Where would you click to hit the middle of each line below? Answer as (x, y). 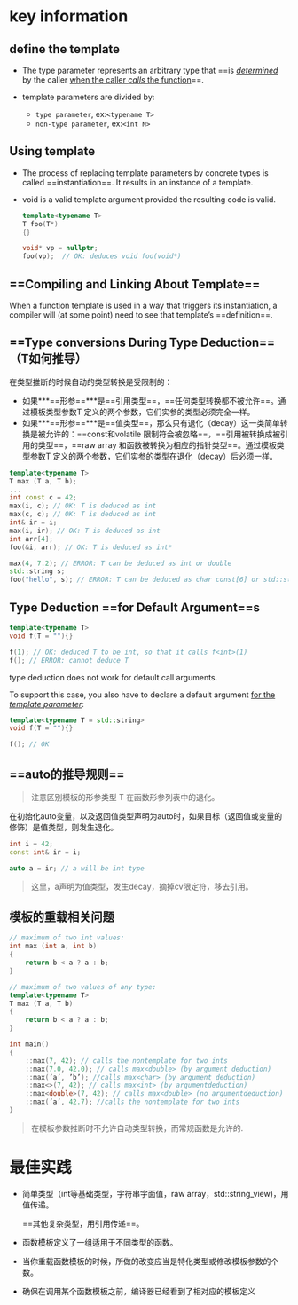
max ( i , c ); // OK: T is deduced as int (83, 506)
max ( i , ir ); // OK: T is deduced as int (85, 531)
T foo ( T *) (40, 224)
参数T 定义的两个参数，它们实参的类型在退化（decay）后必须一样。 (153, 456)
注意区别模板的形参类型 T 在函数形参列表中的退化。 (125, 797)
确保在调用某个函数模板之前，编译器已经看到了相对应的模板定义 (138, 1291)
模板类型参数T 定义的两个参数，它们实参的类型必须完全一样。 (142, 412)
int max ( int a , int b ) (53, 947)
